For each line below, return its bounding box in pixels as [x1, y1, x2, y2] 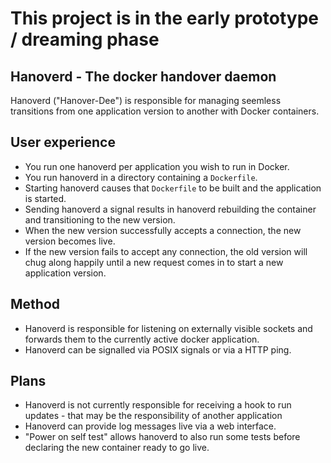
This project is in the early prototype [10, 7, 319, 30]
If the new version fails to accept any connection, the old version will [24, 245, 308, 257]
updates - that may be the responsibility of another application [24, 410, 283, 422]
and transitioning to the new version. [24, 213, 176, 226]
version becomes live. [24, 235, 116, 247]
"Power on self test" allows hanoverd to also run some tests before [24, 431, 301, 443]
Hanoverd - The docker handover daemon [10, 68, 277, 85]
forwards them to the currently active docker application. [24, 333, 260, 345]
